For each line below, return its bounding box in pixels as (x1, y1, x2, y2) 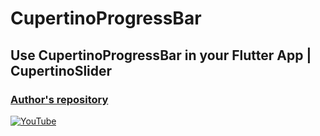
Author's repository (10, 92, 109, 106)
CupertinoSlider (10, 62, 113, 79)
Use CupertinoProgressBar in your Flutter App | (10, 47, 312, 64)
